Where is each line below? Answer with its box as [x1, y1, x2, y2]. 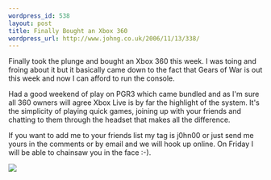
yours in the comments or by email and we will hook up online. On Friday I [8, 139, 254, 149]
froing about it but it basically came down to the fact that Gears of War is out [8, 65, 263, 75]
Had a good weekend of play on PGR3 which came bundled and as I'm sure [8, 90, 260, 99]
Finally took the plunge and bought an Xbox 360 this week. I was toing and [8, 57, 256, 66]
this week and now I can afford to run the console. [8, 73, 175, 83]
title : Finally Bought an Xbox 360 [8, 27, 128, 35]
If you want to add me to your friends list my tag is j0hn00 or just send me [8, 131, 254, 140]
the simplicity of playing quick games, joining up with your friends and [8, 107, 242, 116]
